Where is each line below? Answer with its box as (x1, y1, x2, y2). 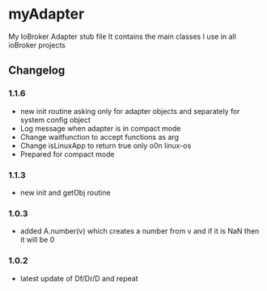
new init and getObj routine (19, 188, 111, 197)
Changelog (8, 64, 66, 78)
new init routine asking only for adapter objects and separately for (19, 106, 240, 116)
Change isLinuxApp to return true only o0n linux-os (19, 141, 192, 150)
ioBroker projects (8, 40, 66, 49)
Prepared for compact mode (19, 149, 115, 158)
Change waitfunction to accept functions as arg (19, 132, 180, 141)
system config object (19, 115, 91, 124)
